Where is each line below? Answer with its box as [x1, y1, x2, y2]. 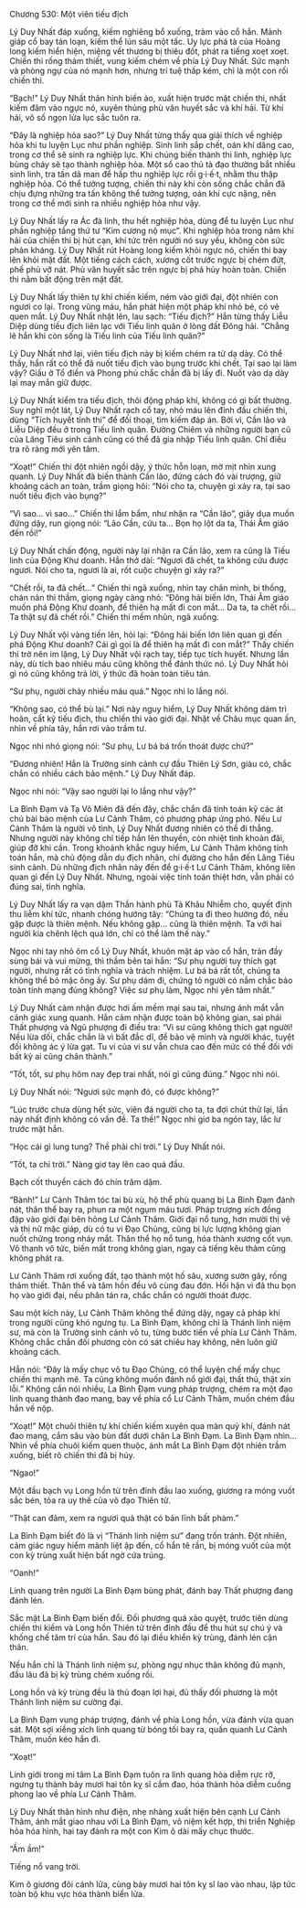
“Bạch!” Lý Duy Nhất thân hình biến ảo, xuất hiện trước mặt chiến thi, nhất [9, 92, 286, 103]
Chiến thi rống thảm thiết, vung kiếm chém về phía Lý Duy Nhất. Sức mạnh [9, 56, 290, 66]
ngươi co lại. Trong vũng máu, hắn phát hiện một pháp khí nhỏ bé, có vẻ [9, 302, 280, 312]
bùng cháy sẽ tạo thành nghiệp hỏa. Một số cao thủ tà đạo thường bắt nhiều [9, 159, 296, 169]
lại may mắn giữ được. [9, 378, 93, 388]
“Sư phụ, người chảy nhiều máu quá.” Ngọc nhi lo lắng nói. [9, 686, 229, 697]
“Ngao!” [9, 1467, 39, 1478]
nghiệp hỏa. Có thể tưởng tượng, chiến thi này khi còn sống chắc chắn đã [9, 178, 286, 189]
